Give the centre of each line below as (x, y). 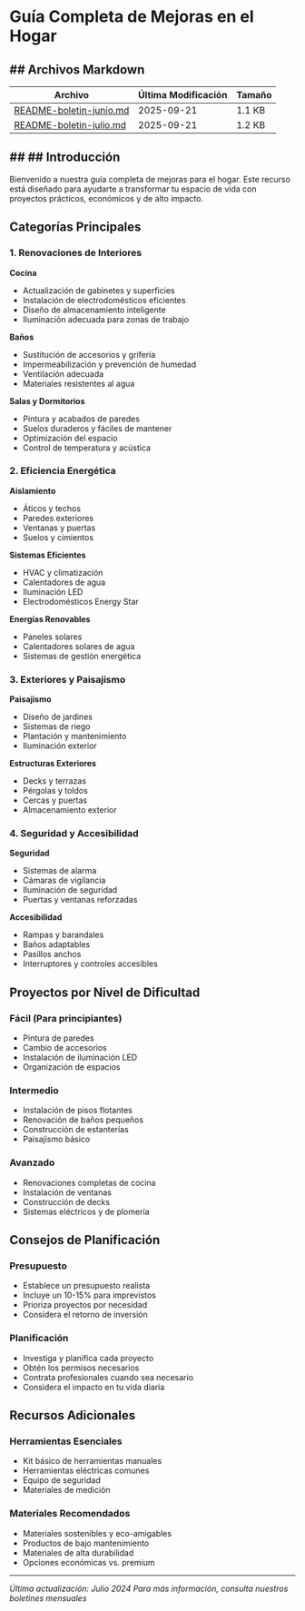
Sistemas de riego (56, 726)
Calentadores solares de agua (79, 646)
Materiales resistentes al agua (79, 383)
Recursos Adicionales (73, 1415)
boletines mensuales (48, 1598)
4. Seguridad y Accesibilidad (74, 834)
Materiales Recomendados (70, 1514)
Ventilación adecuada (63, 373)
